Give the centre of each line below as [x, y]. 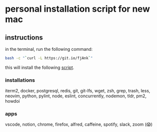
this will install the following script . [40, 67]
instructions [24, 37]
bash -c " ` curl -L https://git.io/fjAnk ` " [49, 58]
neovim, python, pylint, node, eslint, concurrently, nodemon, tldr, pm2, [76, 96]
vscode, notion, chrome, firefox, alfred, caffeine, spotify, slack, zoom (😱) [79, 124]
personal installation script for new [78, 9]
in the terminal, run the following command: [49, 49]
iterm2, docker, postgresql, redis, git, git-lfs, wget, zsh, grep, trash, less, [78, 91]
